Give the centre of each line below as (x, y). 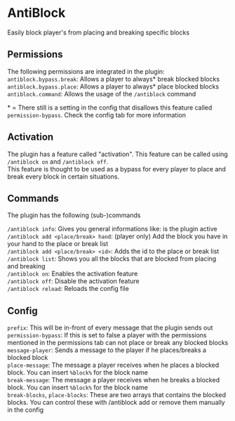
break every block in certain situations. (63, 176)
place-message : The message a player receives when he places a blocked (113, 365)
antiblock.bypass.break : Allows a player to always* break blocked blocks (113, 79)
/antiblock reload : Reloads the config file (68, 289)
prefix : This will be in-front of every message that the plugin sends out (110, 328)
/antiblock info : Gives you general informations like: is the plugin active (112, 229)
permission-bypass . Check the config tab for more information (96, 115)
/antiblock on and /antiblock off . (58, 161)
